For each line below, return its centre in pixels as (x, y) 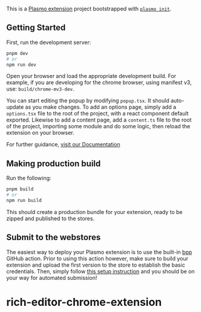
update (15, 107)
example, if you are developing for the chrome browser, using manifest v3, (99, 83)
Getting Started (36, 28)
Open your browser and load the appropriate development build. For (91, 76)
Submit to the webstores (54, 237)
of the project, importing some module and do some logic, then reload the (98, 126)
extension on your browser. (40, 133)
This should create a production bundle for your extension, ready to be (94, 212)
